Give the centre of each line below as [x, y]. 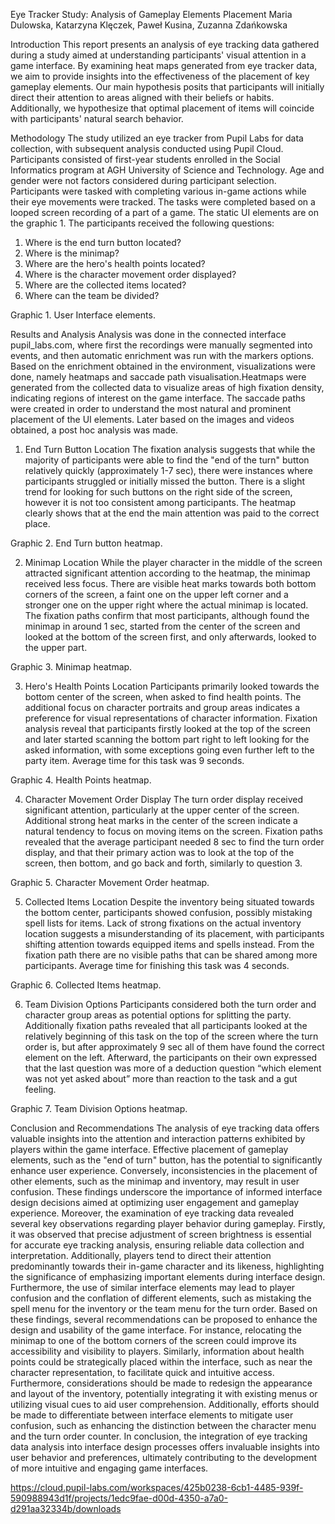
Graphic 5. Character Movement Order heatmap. [110, 882]
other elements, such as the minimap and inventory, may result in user [155, 1181]
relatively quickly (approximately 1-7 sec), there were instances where [168, 470]
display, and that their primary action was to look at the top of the [159, 852]
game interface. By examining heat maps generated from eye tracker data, [164, 65]
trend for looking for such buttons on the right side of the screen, [158, 492]
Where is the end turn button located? [103, 242]
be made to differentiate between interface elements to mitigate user [152, 1415]
